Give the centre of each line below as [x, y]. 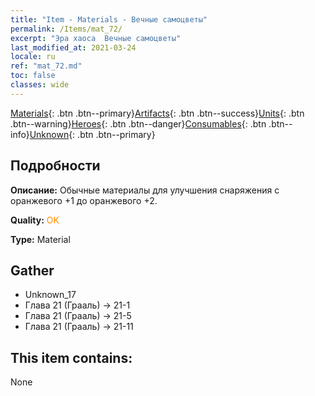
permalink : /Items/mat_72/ [66, 29]
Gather [32, 270]
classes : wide [40, 85]
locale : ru [33, 57]
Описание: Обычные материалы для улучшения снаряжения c [145, 190]
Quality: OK [35, 220]
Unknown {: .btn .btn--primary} [92, 134]
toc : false [33, 76]
